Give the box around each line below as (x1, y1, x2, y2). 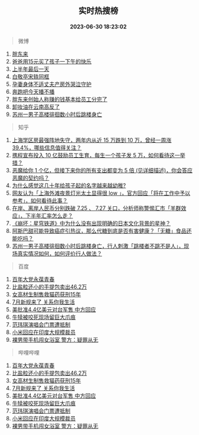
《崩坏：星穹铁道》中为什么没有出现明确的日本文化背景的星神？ (11, 220, 171, 227)
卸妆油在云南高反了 (11, 103, 60, 110)
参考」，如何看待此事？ (11, 197, 68, 204)
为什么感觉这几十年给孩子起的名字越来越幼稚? (11, 182, 126, 189)
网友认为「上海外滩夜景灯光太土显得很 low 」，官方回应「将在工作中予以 (11, 189, 191, 197)
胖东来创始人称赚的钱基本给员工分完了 (11, 96, 107, 103)
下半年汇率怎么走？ (25, 212, 74, 219)
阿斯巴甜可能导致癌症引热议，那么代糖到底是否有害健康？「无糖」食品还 (11, 227, 192, 234)
